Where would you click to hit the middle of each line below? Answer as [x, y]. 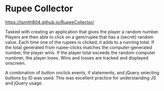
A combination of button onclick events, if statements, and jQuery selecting [82, 72]
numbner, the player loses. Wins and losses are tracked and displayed [77, 58]
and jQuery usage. [24, 83]
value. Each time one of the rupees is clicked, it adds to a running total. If [80, 42]
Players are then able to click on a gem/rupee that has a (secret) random [80, 37]
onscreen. [15, 63]
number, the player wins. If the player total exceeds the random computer [80, 53]
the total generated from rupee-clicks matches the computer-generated [79, 47]
